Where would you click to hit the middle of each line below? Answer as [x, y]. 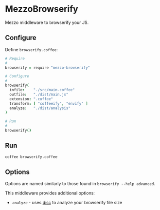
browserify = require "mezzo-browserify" [48, 67]
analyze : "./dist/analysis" [40, 108]
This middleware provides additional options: [50, 193]
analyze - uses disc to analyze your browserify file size [67, 203]
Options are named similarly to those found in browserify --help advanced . [80, 184]
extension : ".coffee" [31, 99]
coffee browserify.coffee [31, 157]
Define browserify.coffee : [31, 49]
